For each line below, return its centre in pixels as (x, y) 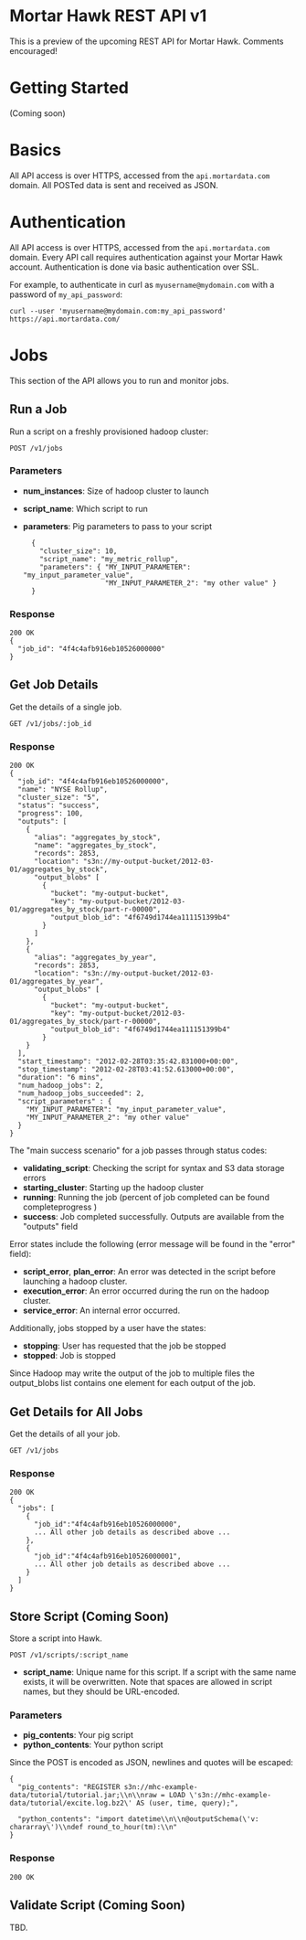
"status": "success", (59, 805)
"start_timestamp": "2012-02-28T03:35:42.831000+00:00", (128, 1061)
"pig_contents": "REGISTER (69, 1787)
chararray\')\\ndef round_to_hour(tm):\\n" (94, 1828)
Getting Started (69, 88)
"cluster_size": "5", (59, 798)
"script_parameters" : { (65, 1102)
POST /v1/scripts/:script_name (69, 1656)
